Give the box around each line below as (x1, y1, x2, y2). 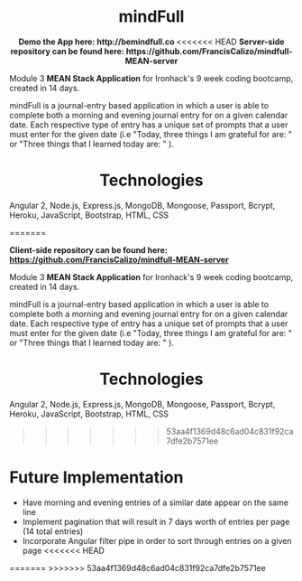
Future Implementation (9, 467, 184, 487)
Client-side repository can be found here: (9, 244, 169, 255)
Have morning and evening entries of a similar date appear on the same (22, 497, 288, 508)
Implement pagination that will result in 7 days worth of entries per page (22, 516, 290, 527)
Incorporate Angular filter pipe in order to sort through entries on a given (22, 535, 292, 546)
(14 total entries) (22, 526, 84, 537)
